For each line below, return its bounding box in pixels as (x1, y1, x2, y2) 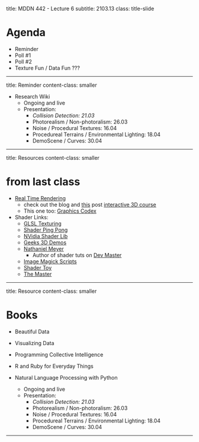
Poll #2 (14, 58, 33, 65)
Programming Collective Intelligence (14, 351, 104, 358)
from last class (6, 175, 81, 189)
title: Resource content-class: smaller (6, 288, 97, 295)
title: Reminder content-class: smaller (6, 81, 97, 89)
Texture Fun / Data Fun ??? (14, 64, 80, 71)
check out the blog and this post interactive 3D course (23, 201, 157, 208)
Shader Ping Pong (23, 226, 68, 233)
